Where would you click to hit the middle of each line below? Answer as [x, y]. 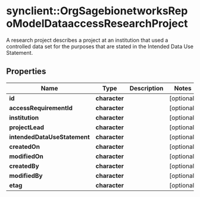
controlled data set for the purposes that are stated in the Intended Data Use [100, 46]
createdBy [24, 166]
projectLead [27, 127]
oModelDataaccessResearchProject [97, 24]
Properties [26, 72]
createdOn [25, 146]
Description [146, 88]
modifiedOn [26, 156]
